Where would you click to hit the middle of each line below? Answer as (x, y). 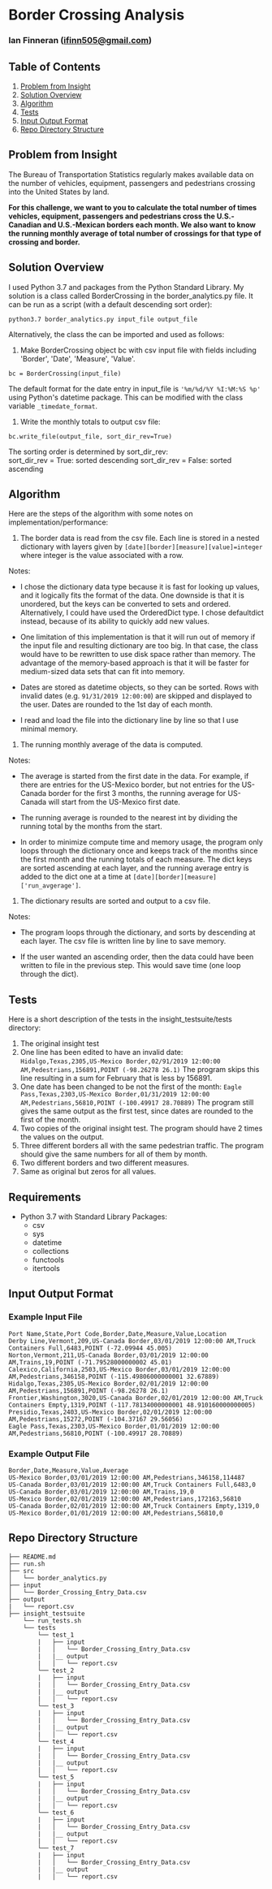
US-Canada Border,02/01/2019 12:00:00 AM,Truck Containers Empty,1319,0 (134, 1506)
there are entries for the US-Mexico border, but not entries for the (130, 785)
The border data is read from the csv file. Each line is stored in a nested (140, 538)
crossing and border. (44, 242)
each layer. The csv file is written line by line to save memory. (123, 941)
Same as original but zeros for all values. (88, 1172)
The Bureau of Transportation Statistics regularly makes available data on (131, 174)
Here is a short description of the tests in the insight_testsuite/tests (121, 1019)
